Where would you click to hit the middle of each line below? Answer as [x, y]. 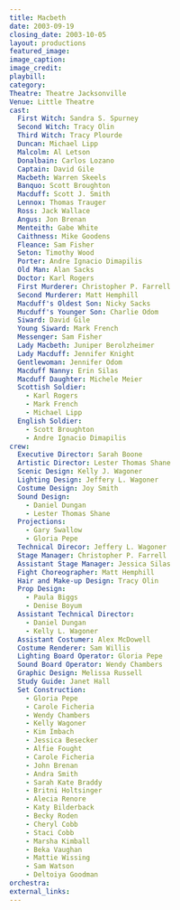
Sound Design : [44, 497]
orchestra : [30, 883]
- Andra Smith [52, 774]
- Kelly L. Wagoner [62, 631]
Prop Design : [42, 589]
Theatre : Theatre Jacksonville [68, 93]
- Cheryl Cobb [52, 824]
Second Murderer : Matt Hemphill [78, 295]
